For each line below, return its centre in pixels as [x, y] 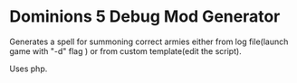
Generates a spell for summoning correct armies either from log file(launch [149, 41]
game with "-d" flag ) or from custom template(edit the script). [125, 51]
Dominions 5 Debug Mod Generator [145, 17]
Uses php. [29, 69]
